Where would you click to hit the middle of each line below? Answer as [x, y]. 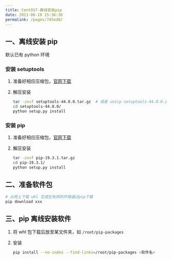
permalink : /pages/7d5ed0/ [34, 19]
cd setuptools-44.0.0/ [37, 107]
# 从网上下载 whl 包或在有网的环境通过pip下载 [49, 197]
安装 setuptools [25, 69]
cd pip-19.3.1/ [29, 163]
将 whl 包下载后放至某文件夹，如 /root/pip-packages [68, 232]
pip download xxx [24, 202]
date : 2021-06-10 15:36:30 [34, 15]
